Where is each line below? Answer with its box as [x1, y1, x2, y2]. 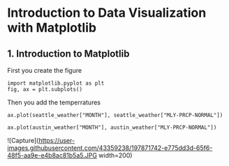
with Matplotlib [7, 20, 96, 36]
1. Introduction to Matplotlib [7, 48, 130, 60]
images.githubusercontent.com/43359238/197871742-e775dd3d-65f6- [7, 144, 213, 152]
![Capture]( [7, 137, 39, 144]
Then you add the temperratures [7, 98, 101, 106]
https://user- [38, 137, 75, 144]
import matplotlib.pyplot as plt [7, 80, 105, 87]
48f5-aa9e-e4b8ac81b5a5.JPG [7, 151, 98, 159]
